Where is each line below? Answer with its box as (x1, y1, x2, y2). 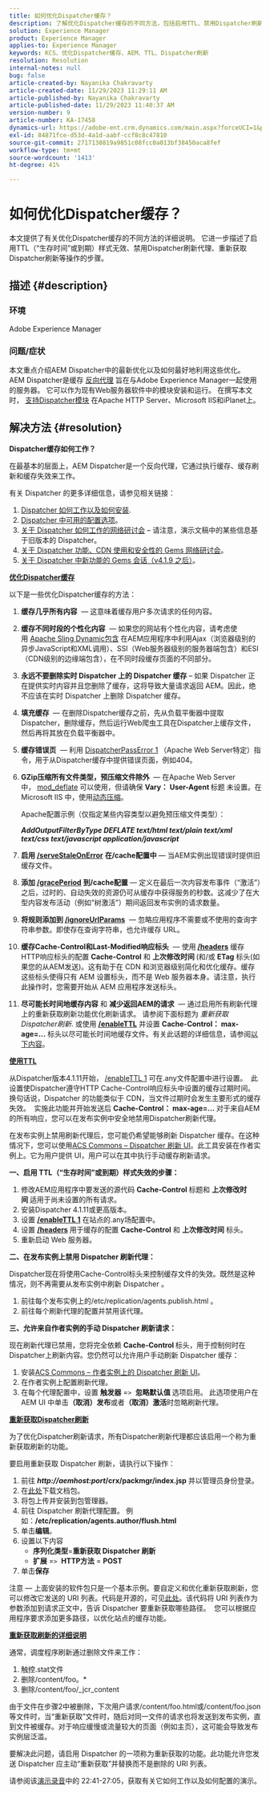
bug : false (9, 71, 46, 79)
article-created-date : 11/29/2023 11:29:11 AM (9, 86, 167, 95)
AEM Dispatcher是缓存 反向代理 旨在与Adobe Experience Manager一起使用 (9, 375, 257, 385)
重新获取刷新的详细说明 (9, 1630, 87, 1640)
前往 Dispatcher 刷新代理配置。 (20, 1506, 125, 1515)
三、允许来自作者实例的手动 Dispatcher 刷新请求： (9, 1322, 177, 1333)
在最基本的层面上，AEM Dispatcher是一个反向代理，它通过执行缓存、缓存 (9, 461, 252, 471)
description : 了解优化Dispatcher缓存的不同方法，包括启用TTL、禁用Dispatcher (9, 19, 252, 27)
